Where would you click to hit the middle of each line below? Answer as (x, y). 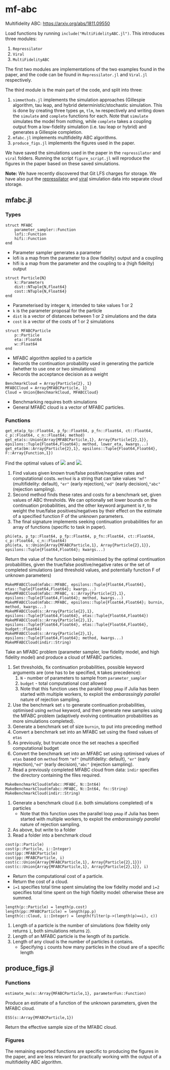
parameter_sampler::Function (45, 230)
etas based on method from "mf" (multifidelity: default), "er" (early (81, 759)
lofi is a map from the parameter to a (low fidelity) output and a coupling (88, 258)
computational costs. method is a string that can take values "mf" (80, 478)
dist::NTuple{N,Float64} (41, 287)
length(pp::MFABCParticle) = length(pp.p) (51, 911)
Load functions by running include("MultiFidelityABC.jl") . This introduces (85, 33)
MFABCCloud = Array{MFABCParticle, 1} (46, 388)
